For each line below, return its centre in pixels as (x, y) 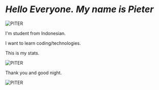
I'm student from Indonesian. (36, 33)
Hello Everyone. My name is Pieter (79, 9)
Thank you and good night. (34, 73)
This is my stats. (22, 53)
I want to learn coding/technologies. (43, 43)
